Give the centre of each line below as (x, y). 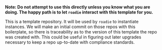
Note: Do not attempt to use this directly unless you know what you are (78, 7)
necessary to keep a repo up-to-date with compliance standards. (70, 42)
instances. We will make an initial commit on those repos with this (70, 27)
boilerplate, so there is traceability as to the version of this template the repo (81, 32)
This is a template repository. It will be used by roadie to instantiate (72, 22)
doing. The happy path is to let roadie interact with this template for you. (79, 12)
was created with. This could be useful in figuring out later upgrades (73, 37)
